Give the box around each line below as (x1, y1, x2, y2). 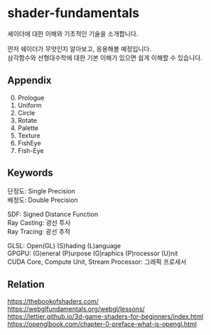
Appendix (7, 75, 52, 87)
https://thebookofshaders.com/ (7, 297, 99, 306)
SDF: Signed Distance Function (7, 210, 98, 218)
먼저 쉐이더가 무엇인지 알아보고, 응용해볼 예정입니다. (7, 44, 151, 53)
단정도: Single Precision (7, 186, 76, 195)
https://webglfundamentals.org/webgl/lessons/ (7, 304, 146, 314)
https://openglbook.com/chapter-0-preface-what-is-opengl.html (7, 320, 198, 329)
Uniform (17, 101, 42, 110)
